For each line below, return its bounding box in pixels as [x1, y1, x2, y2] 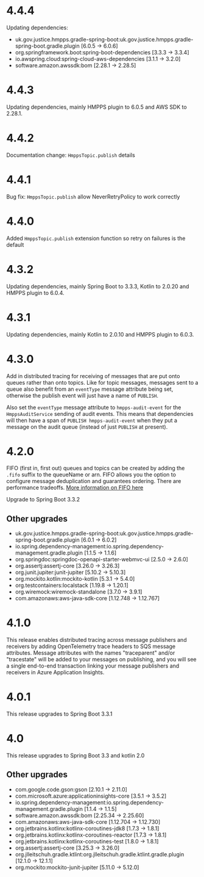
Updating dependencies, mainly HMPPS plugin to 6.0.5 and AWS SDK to [6, 103, 187, 111]
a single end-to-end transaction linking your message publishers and [6, 662, 180, 669]
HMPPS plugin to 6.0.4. [6, 289, 65, 296]
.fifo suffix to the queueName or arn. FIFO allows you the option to [6, 471, 177, 478]
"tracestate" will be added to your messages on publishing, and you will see [6, 656, 197, 663]
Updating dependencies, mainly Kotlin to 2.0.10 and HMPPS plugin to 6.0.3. [6, 330, 194, 338]
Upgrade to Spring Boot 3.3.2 [6, 496, 80, 503]
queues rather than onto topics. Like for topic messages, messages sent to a [6, 379, 199, 386]
